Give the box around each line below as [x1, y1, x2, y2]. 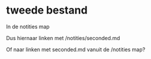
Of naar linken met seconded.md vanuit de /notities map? [6, 45, 146, 53]
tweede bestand [6, 4, 88, 17]
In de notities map [6, 23, 50, 30]
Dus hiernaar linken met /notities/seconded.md [6, 34, 120, 41]
